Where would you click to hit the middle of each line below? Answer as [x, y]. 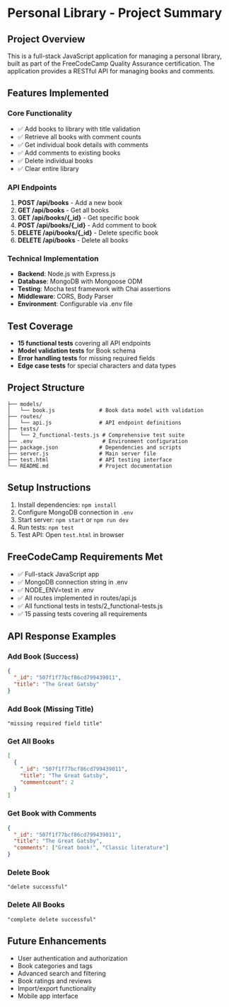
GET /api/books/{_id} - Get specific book [78, 218]
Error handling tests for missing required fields [86, 358]
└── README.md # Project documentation [90, 466]
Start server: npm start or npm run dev [73, 519]
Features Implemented [58, 93]
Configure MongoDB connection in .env [75, 512]
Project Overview [46, 39]
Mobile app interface [48, 996]
